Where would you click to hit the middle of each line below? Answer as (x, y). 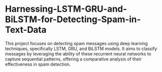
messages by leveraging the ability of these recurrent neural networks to (78, 54)
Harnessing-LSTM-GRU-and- (66, 9)
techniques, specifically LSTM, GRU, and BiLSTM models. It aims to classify (81, 48)
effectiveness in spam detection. (38, 64)
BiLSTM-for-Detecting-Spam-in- (73, 19)
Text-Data (26, 30)
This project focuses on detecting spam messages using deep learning (76, 43)
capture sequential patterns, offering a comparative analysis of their (73, 59)
